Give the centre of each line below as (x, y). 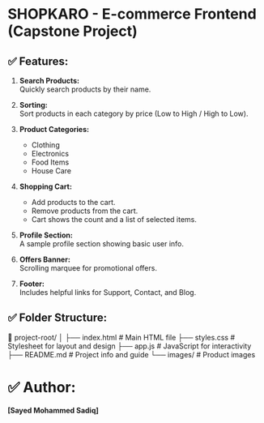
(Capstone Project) (73, 31)
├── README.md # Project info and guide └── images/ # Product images (132, 354)
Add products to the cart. (73, 202)
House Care (51, 171)
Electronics (50, 154)
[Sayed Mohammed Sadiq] (53, 410)
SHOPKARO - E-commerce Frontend (132, 14)
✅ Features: (38, 61)
